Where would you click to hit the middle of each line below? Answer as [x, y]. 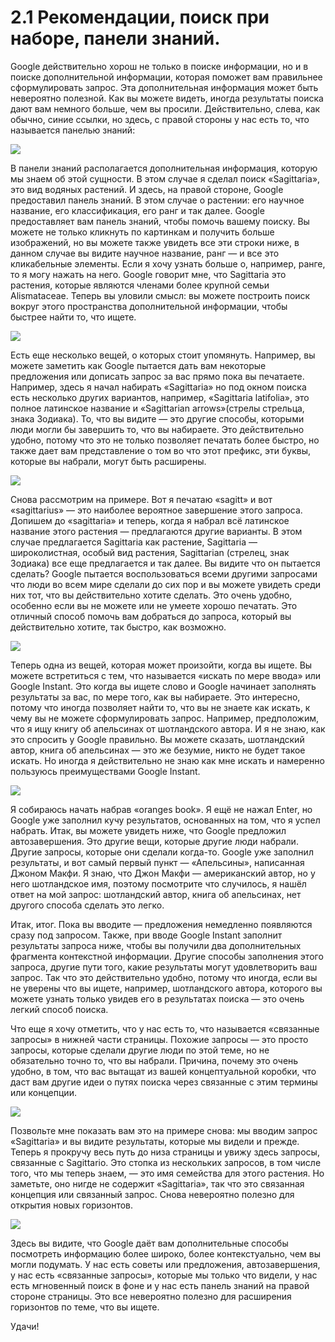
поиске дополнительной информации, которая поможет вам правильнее [166, 77]
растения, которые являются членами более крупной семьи [140, 285]
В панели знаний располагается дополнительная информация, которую [164, 168]
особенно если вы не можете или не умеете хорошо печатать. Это [154, 605]
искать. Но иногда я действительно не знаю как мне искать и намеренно [167, 760]
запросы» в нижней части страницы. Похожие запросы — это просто [159, 1039]
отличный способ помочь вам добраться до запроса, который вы [151, 616]
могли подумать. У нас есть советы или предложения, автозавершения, [165, 1264]
